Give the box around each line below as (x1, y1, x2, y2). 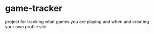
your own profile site (5, 23, 46, 29)
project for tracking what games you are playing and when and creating (5, 19, 149, 24)
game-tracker (5, 3, 63, 14)
